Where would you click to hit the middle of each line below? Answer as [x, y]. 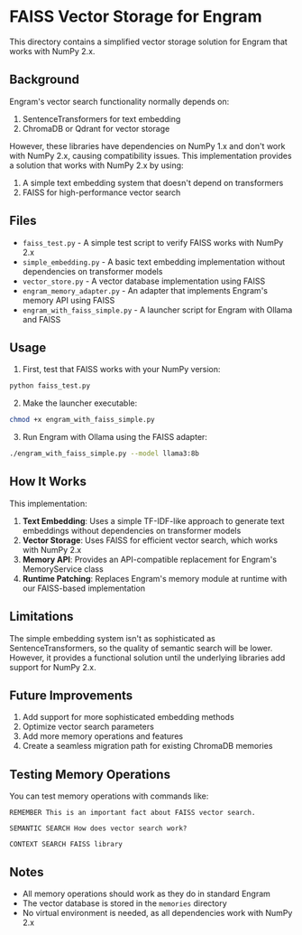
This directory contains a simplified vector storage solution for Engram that [149, 42]
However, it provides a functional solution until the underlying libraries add [147, 658]
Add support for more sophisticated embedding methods [128, 717]
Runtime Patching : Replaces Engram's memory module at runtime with [155, 578]
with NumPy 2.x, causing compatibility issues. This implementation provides [151, 155]
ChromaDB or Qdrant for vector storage [96, 128]
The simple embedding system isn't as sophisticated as [113, 638]
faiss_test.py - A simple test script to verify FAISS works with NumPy [153, 242]
